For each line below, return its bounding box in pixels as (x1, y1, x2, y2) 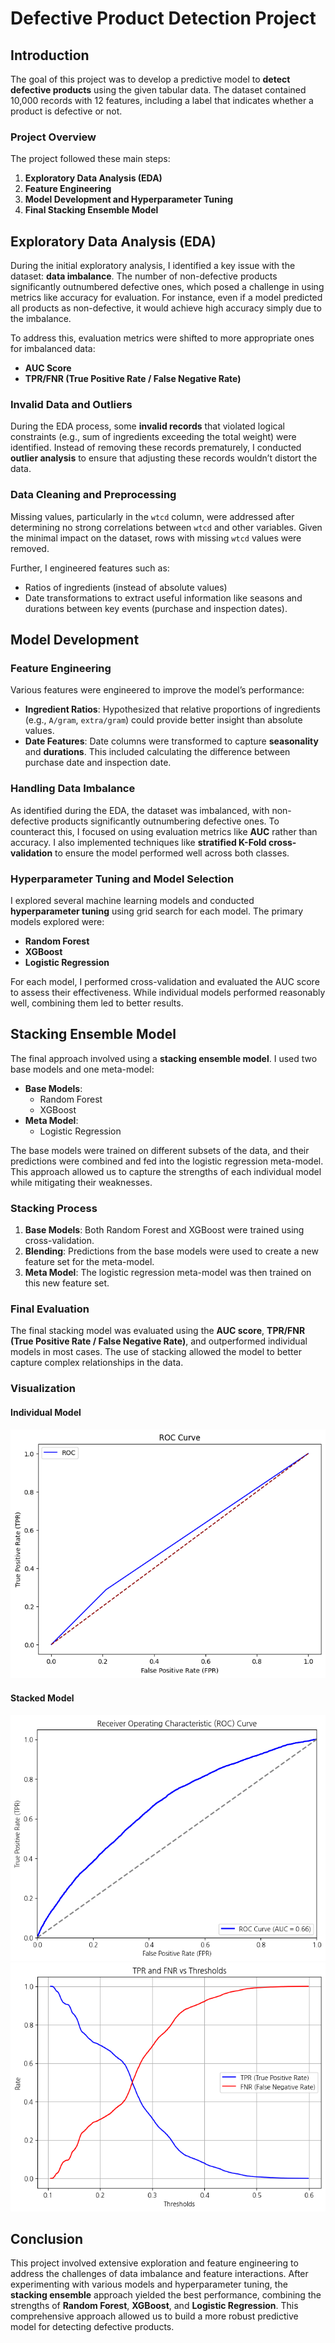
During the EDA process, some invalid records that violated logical (10, 420, 285, 432)
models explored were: (10, 915, 105, 927)
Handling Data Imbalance (10, 782, 136, 796)
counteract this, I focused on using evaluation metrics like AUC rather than (10, 825, 318, 837)
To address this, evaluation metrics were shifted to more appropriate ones (10, 332, 315, 344)
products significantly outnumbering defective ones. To (51, 815, 280, 827)
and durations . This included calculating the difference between (24, 746, 291, 758)
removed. (10, 542, 50, 554)
